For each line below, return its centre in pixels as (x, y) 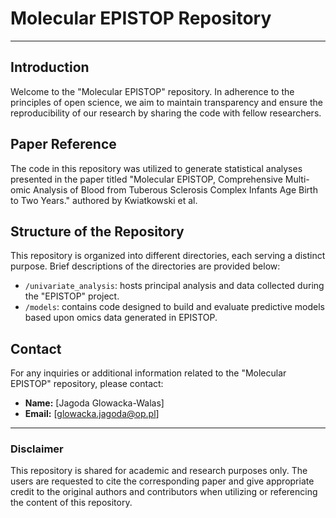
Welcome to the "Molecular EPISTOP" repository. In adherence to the (152, 91)
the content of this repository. (71, 503)
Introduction (50, 67)
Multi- (297, 179)
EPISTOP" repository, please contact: (87, 384)
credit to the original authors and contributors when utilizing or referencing (164, 492)
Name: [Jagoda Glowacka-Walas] (94, 403)
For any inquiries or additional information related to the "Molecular (148, 373)
